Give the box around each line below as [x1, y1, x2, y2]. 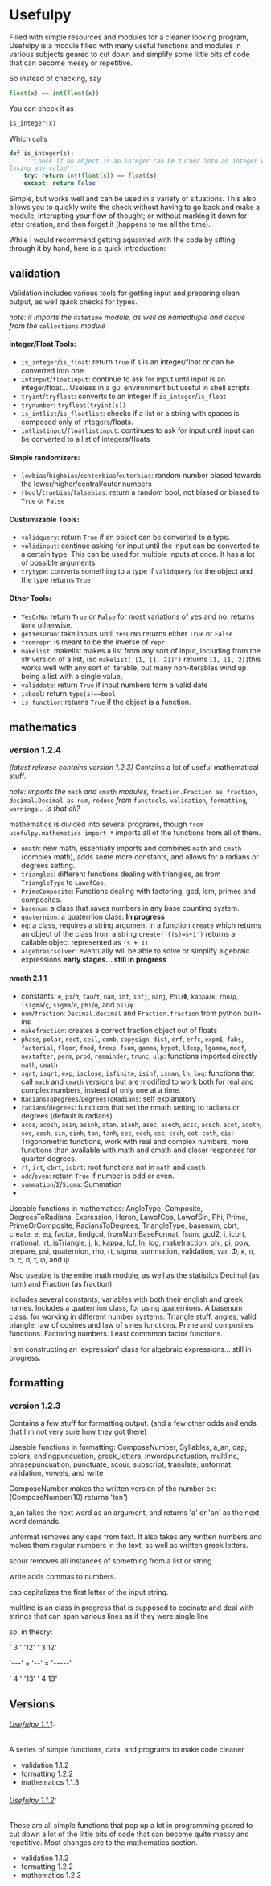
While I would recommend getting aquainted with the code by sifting [9, 235, 236, 245]
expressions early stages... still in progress [20, 955, 167, 965]
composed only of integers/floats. [20, 417, 133, 427]
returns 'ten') [84, 1493, 128, 1502]
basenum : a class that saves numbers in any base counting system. [20, 904, 240, 913]
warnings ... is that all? [9, 804, 80, 813]
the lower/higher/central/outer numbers [20, 479, 152, 488]
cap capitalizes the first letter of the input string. [9, 1587, 169, 1597]
